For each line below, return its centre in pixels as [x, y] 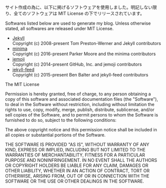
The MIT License [22, 84]
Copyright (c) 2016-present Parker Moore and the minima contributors [84, 54]
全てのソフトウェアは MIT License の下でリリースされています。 [79, 13]
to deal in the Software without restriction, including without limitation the [80, 104]
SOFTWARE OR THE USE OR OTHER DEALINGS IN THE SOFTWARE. [75, 181]
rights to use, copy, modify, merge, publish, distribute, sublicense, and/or [80, 110]
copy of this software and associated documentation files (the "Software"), [82, 99]
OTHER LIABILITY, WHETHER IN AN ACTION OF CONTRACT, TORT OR [77, 171]
